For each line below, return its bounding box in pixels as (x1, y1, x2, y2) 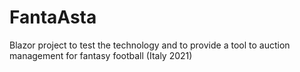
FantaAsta (9, 6, 97, 29)
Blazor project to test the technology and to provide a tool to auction (9, 39, 291, 51)
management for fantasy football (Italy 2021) (9, 49, 193, 61)
